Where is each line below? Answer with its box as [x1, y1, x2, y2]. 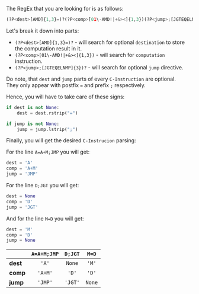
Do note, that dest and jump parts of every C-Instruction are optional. [6, 75, 176, 82]
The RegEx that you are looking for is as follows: [6, 5, 124, 12]
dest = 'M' [6, 226, 33, 232]
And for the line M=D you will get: [6, 215, 84, 222]
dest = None [6, 193, 36, 199]
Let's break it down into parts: [6, 27, 79, 34]
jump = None [6, 237, 36, 244]
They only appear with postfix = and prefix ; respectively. [6, 81, 146, 88]
